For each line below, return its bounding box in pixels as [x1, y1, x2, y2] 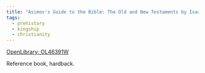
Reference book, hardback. [6, 60, 75, 68]
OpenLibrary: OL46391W [6, 48, 69, 55]
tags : [6, 15, 20, 21]
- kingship [12, 26, 40, 32]
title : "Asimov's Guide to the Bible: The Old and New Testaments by [6, 9, 187, 15]
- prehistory [12, 20, 45, 26]
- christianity [12, 32, 51, 38]
